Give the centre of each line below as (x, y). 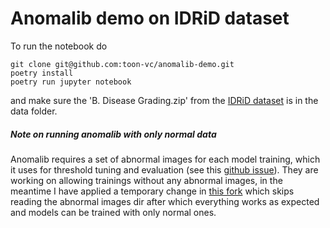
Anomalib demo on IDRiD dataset (150, 18)
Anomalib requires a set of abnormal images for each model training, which (165, 159)
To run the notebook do (59, 46)
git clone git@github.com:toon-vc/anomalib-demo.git (122, 64)
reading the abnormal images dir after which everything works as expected (165, 201)
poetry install (42, 73)
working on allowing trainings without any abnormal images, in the (146, 180)
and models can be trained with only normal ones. (113, 212)
